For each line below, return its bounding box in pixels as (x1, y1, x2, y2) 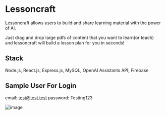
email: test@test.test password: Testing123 (5, 95, 93, 101)
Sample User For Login (5, 81, 77, 90)
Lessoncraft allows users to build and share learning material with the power (5, 20, 161, 26)
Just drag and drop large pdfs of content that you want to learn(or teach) (5, 35, 154, 40)
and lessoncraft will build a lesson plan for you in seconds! (5, 39, 125, 45)
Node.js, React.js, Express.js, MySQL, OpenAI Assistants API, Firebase (5, 67, 149, 73)
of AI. (5, 25, 16, 31)
